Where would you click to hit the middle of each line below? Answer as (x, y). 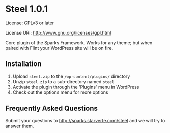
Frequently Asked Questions (52, 108)
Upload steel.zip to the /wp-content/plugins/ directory (71, 76)
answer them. (20, 126)
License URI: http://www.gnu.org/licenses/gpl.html (58, 32)
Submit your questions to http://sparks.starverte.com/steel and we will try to (85, 120)
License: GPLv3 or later (30, 23)
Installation (23, 64)
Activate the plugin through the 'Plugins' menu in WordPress (76, 87)
